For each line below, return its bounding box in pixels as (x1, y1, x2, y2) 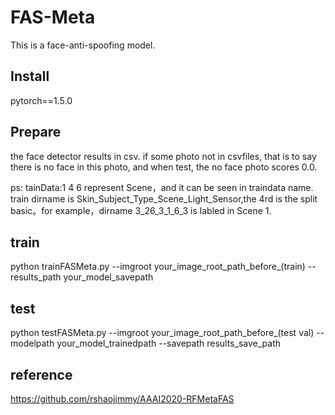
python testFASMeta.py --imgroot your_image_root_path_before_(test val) (10, 327, 315, 339)
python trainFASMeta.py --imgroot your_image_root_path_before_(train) (10, 261, 306, 273)
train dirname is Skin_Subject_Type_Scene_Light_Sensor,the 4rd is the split (10, 192, 318, 205)
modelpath (10, 337, 55, 350)
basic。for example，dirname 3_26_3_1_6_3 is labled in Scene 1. (10, 204, 272, 216)
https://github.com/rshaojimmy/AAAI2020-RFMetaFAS (10, 393, 235, 405)
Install (10, 68, 50, 85)
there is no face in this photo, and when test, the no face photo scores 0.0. (10, 161, 318, 173)
